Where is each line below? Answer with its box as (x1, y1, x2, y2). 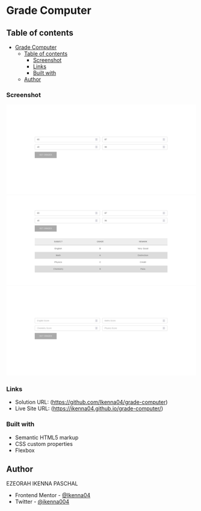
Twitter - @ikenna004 (14, 498, 70, 506)
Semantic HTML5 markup (14, 434, 79, 441)
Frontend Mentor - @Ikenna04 (14, 492, 91, 499)
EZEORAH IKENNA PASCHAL (6, 480, 78, 487)
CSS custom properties (14, 440, 73, 447)
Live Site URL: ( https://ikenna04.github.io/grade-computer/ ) (14, 405, 164, 412)
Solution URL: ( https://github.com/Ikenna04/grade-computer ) (14, 399, 168, 406)
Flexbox (14, 446, 35, 454)
